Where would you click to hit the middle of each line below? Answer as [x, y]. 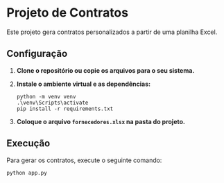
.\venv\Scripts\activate [52, 103]
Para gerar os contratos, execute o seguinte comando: [84, 160]
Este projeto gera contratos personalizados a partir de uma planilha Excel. [112, 32]
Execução [28, 143]
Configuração [37, 54]
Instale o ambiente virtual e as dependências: [83, 84]
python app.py [27, 173]
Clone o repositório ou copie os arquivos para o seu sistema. [105, 70]
